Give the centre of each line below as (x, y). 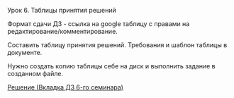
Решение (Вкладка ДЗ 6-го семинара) (66, 87)
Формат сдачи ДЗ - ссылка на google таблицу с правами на (99, 24)
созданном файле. (35, 74)
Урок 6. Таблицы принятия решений (62, 10)
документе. (25, 53)
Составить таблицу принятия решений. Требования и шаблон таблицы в (117, 45)
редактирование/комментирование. (63, 31)
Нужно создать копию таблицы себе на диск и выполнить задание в (111, 66)
